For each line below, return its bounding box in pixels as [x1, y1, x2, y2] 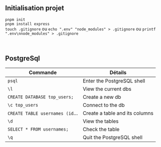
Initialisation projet [5, 4, 64, 12]
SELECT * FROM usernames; [7, 126, 69, 132]
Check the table [82, 126, 120, 133]
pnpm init [5, 17, 26, 22]
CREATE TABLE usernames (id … [7, 109, 78, 116]
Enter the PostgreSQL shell [82, 77, 145, 84]
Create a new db [82, 93, 121, 100]
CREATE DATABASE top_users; [7, 94, 74, 100]
